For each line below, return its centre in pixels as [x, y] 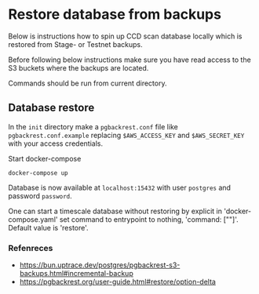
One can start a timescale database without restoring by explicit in [115, 211]
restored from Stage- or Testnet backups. [75, 44]
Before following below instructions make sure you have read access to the [129, 60]
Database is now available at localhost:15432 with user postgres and [120, 187]
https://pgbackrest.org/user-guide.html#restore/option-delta [117, 282]
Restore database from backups [115, 15]
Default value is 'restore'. [48, 227]
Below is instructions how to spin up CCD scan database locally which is [125, 36]
